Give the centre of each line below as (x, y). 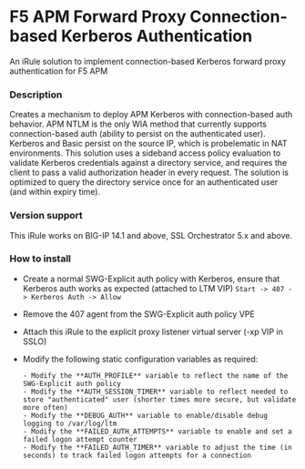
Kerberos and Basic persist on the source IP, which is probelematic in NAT (148, 144)
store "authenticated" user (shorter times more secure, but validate (159, 399)
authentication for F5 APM (59, 71)
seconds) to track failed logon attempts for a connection (137, 455)
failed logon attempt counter (80, 439)
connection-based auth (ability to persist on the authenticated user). (137, 134)
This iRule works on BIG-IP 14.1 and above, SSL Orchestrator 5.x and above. (151, 235)
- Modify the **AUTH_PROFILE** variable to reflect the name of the (155, 375)
